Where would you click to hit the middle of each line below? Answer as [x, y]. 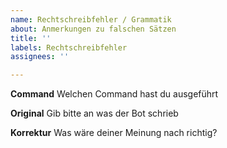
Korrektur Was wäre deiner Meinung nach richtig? [114, 133]
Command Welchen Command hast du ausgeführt [114, 94]
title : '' [31, 38]
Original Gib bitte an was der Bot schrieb [94, 113]
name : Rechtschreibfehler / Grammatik [91, 19]
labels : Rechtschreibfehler [69, 47]
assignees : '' [40, 57]
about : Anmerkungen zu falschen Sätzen [93, 29]
